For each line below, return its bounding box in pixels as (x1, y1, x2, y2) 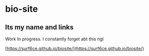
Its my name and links (5, 23, 74, 31)
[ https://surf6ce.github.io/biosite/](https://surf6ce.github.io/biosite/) (5, 46, 145, 51)
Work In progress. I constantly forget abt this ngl (5, 36, 104, 42)
